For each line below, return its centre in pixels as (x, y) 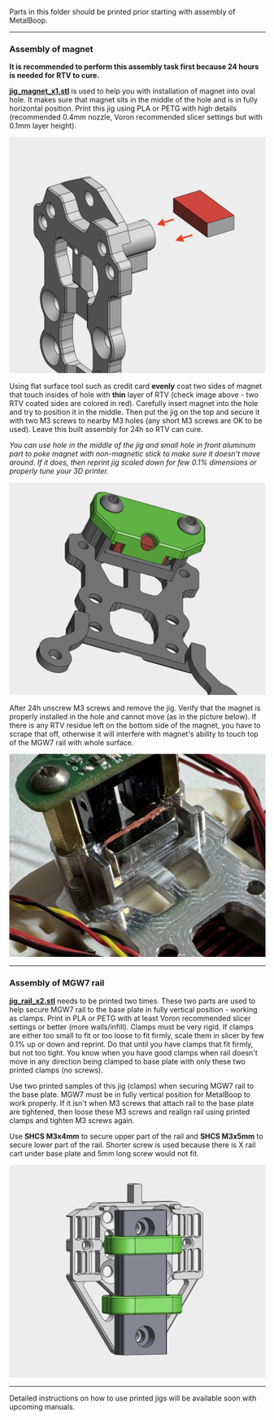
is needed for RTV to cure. (54, 76)
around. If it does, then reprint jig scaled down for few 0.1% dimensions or (133, 462)
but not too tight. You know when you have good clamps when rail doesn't (134, 1052)
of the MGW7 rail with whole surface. (72, 743)
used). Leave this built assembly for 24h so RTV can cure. (106, 429)
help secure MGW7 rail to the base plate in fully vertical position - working (134, 1009)
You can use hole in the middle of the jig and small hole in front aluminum (133, 445)
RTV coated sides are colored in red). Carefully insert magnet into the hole (134, 403)
